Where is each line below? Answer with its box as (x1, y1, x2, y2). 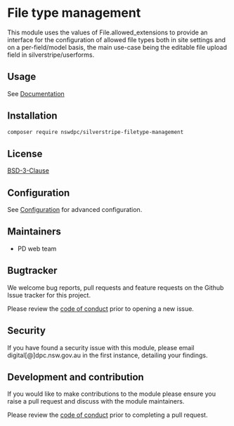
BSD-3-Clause (7, 166, 49, 175)
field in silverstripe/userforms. (7, 51, 95, 59)
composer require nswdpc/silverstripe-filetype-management (7, 128, 184, 135)
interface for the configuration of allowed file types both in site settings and (7, 35, 226, 44)
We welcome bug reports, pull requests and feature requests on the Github (7, 283, 224, 292)
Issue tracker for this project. (7, 291, 91, 299)
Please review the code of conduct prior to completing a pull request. (7, 411, 208, 419)
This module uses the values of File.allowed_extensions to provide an (7, 28, 208, 36)
